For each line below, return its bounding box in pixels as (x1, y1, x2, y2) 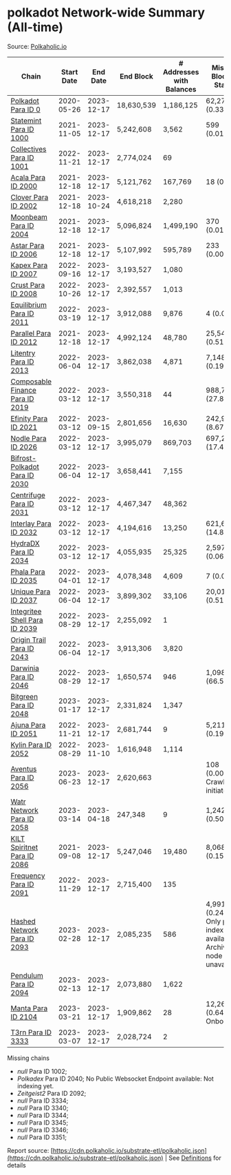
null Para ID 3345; (16, 1118, 69, 1127)
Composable (10, 377, 52, 386)
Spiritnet (10, 842, 38, 852)
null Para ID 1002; (16, 1067, 67, 1075)
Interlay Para (10, 519, 52, 528)
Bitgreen (10, 692, 38, 701)
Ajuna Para (10, 720, 46, 729)
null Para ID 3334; (16, 1096, 69, 1105)
